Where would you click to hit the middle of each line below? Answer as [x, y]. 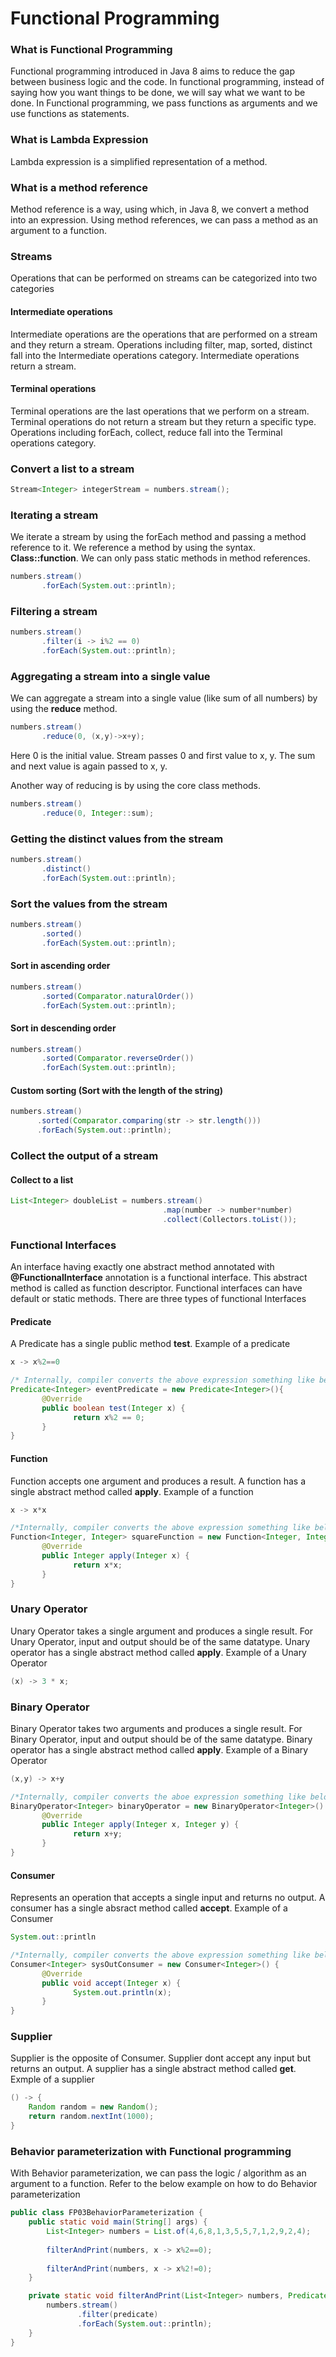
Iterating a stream [54, 515]
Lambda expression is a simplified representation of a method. [139, 161]
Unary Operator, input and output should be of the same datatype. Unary [160, 1641]
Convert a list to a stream [72, 469]
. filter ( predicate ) [118, 2315]
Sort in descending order [63, 1028]
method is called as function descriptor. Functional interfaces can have [156, 1288]
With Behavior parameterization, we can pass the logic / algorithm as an [158, 2173]
